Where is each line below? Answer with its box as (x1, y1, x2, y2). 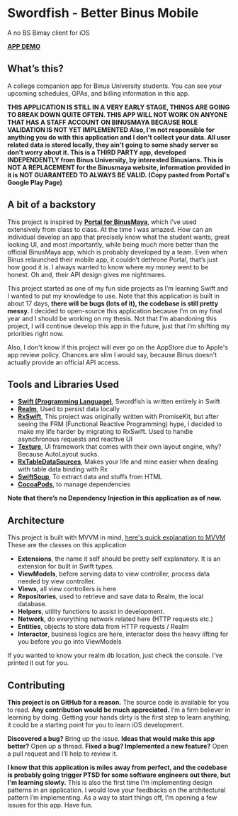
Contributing (7, 679, 65, 691)
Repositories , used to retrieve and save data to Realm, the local (17, 592, 204, 600)
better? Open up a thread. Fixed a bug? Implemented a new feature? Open (7, 742, 229, 750)
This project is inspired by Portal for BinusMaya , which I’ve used (7, 218, 197, 226)
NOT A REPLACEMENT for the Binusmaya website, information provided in (7, 163, 231, 172)
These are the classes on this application (7, 541, 127, 549)
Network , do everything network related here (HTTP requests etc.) (17, 615, 214, 623)
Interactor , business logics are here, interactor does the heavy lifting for (17, 630, 229, 639)
